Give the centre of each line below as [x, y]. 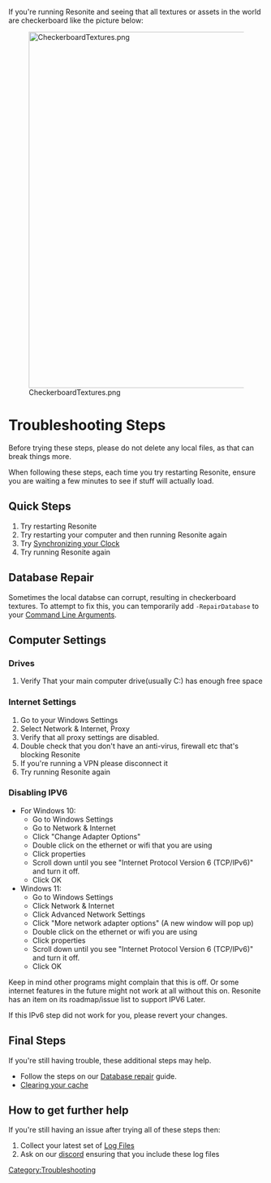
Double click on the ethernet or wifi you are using [115, 931]
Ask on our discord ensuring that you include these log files [120, 1155]
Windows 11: [41, 888]
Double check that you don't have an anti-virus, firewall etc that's [129, 746]
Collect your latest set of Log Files [77, 1146]
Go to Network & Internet [74, 828]
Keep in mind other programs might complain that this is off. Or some [124, 982]
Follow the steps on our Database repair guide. [98, 1076]
